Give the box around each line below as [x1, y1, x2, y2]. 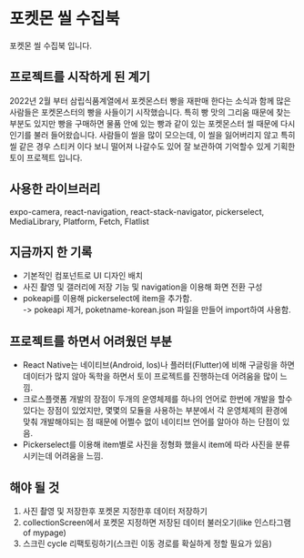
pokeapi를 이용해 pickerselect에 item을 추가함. [22, 293, 193, 304]
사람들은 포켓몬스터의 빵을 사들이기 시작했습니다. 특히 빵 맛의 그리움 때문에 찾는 [9, 107, 291, 117]
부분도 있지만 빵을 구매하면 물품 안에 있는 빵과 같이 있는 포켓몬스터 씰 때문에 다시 [9, 117, 296, 128]
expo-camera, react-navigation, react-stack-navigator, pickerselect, [9, 206, 265, 217]
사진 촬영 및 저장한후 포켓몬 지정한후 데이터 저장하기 [22, 506, 208, 516]
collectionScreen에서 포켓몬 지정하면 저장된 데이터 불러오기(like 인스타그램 [22, 517, 291, 528]
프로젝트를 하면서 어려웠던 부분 [9, 333, 173, 349]
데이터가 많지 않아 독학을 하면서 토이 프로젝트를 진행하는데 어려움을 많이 [22, 370, 279, 382]
